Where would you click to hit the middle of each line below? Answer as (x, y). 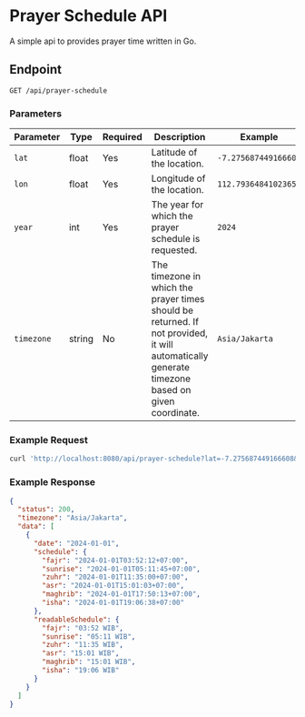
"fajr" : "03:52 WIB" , (83, 628)
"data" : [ (36, 527)
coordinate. (175, 413)
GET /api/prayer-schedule (58, 91)
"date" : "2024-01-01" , (76, 543)
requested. (174, 250)
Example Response (53, 482)
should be (172, 310)
